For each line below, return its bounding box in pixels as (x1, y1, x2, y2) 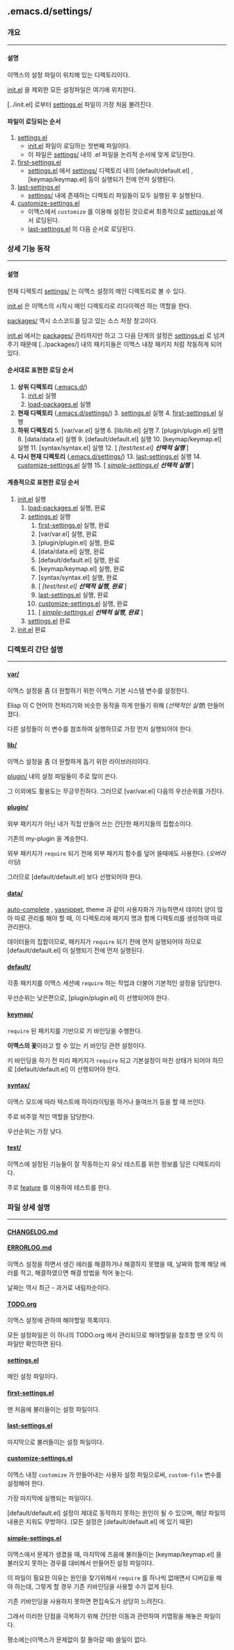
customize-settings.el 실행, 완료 (38, 599, 129, 608)
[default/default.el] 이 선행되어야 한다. (14, 1064, 120, 1073)
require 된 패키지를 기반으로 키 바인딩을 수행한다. (7, 1026, 143, 1035)
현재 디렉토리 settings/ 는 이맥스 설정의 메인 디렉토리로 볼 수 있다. (7, 287, 186, 295)
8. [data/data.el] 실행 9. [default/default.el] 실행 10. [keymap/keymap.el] (17, 434, 221, 443)
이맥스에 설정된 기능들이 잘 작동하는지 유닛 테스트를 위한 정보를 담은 (7, 1159, 192, 1168)
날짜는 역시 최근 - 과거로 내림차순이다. (7, 1284, 111, 1292)
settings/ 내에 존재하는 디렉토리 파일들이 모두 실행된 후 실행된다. (27, 191, 203, 200)
